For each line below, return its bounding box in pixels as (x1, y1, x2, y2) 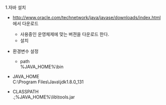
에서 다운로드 (12, 21, 39, 26)
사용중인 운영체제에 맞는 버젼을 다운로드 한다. (20, 31, 109, 37)
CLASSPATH (12, 89, 39, 94)
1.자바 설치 (5, 5, 26, 10)
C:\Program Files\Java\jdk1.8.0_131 (12, 79, 84, 85)
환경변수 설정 (12, 48, 39, 54)
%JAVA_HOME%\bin (20, 64, 64, 70)
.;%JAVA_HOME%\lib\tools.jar (12, 94, 75, 100)
